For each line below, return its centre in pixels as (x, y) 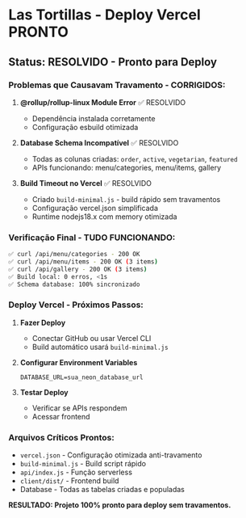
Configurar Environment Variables (79, 362)
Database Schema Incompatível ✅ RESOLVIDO (99, 142)
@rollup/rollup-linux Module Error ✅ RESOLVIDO (103, 102)
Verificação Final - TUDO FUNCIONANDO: (92, 238)
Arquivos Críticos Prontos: (61, 437)
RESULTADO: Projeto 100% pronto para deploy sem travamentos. (120, 505)
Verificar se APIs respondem (79, 408)
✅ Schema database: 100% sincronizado (74, 284)
